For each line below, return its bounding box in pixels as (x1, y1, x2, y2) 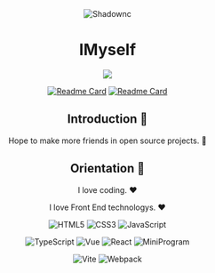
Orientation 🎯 (69, 161, 146, 176)
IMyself (78, 40, 137, 60)
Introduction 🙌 (67, 111, 148, 127)
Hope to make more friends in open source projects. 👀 (8, 135, 207, 146)
